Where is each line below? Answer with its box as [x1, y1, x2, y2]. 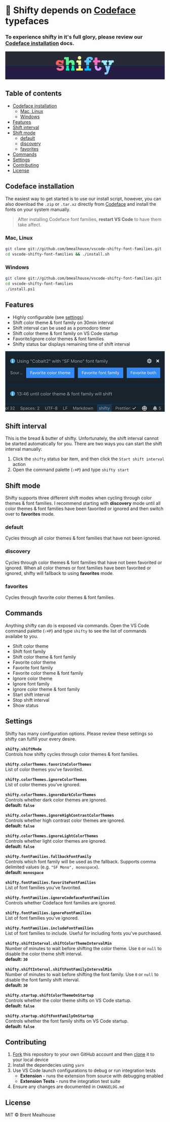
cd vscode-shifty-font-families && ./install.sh [5, 251, 110, 257]
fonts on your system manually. [5, 206, 71, 212]
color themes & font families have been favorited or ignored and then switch [5, 505, 163, 512]
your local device [12, 1057, 49, 1063]
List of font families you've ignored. [5, 915, 79, 921]
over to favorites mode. [5, 511, 55, 517]
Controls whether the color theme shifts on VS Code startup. [5, 997, 132, 1003]
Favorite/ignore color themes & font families [12, 336, 104, 342]
